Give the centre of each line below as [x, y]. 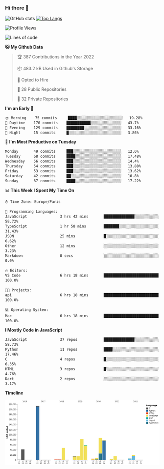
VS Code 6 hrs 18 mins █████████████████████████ [82, 276]
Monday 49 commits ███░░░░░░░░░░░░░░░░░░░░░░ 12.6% [72, 152]
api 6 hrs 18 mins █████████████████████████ [82, 295]
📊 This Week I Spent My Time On [40, 191]
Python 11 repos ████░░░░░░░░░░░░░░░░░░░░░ [82, 350]
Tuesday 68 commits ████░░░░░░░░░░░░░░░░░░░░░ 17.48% [73, 157]
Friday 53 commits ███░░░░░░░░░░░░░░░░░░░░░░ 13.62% [73, 171]
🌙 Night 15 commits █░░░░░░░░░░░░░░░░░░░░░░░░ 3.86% [72, 133]
